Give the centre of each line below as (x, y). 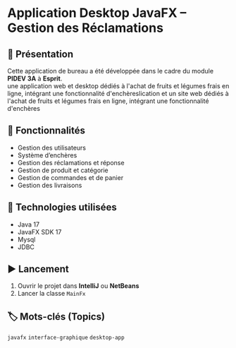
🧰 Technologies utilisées (62, 207)
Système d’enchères (47, 155)
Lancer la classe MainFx (51, 294)
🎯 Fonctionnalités (46, 131)
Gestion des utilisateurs (52, 148)
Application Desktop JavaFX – (97, 13)
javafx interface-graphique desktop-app (66, 338)
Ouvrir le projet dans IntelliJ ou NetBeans (78, 286)
